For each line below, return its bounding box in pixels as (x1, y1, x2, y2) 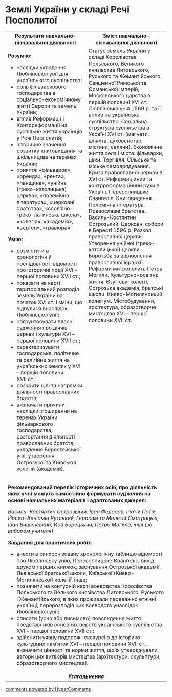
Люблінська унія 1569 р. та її (89, 105, 162, 112)
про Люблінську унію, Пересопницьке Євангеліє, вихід (16, 556, 155, 564)
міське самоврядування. (89, 163, 150, 170)
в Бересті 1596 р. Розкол (89, 227, 152, 234)
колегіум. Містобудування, (89, 297, 155, 304)
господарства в (16, 89, 56, 96)
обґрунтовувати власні (16, 317, 74, 325)
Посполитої (5, 14, 57, 26)
